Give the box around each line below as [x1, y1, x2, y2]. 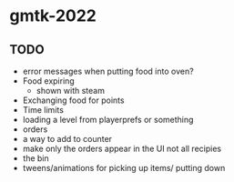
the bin [22, 153, 49, 164]
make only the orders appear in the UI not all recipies [22, 143, 221, 154]
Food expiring [22, 76, 75, 86]
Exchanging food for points [22, 95, 125, 106]
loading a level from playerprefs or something [22, 115, 194, 125]
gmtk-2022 [9, 5, 97, 26]
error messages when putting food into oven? [22, 66, 194, 76]
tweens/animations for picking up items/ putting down [22, 163, 226, 173]
